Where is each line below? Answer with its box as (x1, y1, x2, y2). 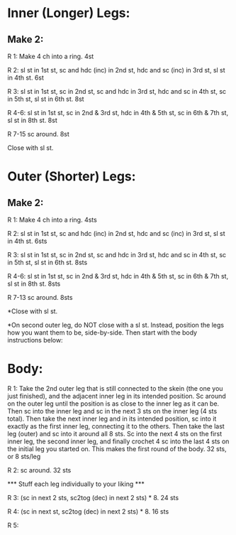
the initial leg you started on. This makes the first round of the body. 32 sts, (7, 444, 227, 453)
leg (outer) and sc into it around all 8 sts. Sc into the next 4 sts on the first (7, 429, 223, 438)
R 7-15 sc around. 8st (7, 130, 69, 138)
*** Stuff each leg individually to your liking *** (7, 480, 145, 488)
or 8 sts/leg (7, 452, 41, 460)
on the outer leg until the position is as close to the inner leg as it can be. (7, 399, 220, 408)
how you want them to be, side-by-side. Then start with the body (7, 328, 197, 337)
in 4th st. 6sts (7, 237, 47, 245)
